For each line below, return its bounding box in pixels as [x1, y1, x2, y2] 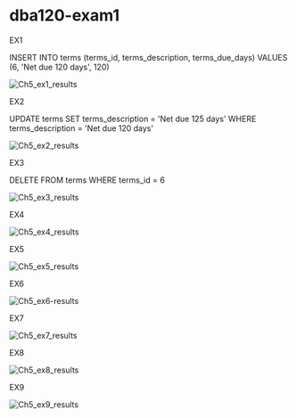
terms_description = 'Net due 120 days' [9, 122, 154, 134]
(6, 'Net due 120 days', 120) [9, 61, 110, 72]
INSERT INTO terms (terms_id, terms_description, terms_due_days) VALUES [9, 52, 288, 62]
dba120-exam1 [9, 5, 120, 26]
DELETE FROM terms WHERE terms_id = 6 [9, 175, 165, 185]
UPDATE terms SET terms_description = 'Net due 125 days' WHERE [9, 113, 257, 124]
